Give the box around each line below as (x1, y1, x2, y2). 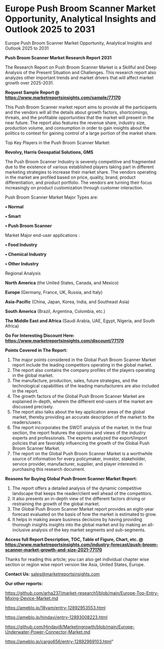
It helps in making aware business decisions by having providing (12, 516, 142, 522)
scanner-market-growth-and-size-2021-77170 (5, 546, 102, 552)
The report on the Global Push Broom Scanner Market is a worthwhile (12, 450, 153, 456)
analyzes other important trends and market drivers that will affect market (5, 75, 154, 80)
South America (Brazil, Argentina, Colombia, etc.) (5, 308, 106, 314)
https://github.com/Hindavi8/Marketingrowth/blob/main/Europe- (5, 623, 135, 629)
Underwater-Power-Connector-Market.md (5, 629, 91, 635)
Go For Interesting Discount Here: (5, 332, 75, 338)
